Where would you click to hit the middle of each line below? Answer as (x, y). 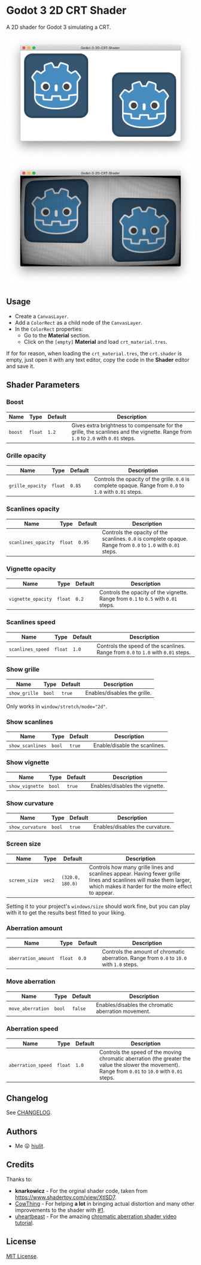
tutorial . (24, 1222)
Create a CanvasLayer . (42, 316)
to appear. (102, 893)
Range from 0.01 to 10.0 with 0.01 (141, 1071)
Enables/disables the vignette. (128, 786)
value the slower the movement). (140, 1065)
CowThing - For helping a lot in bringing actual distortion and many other (105, 1203)
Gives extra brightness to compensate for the (127, 425)
